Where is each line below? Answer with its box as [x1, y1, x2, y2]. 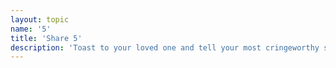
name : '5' [10, 24, 52, 34]
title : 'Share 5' [10, 33, 83, 43]
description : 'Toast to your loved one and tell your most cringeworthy [10, 42, 320, 53]
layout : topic [10, 14, 70, 25]
